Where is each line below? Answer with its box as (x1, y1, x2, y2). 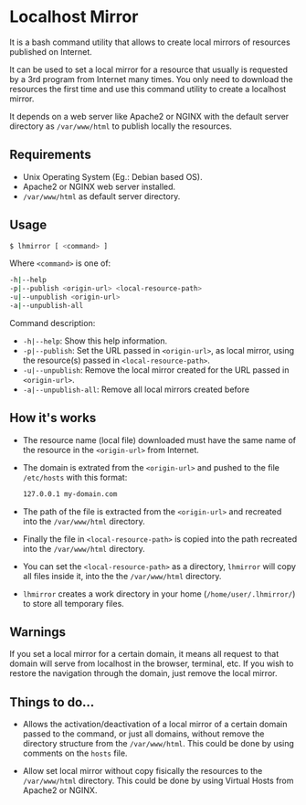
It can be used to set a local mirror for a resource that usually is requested (9, 64, 289, 75)
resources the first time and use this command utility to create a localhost (9, 83, 287, 94)
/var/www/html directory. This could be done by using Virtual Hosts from (22, 775, 294, 787)
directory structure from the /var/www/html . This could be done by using (22, 738, 295, 749)
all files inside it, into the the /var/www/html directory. (22, 570, 222, 581)
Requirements (9, 147, 91, 163)
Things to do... (9, 694, 95, 710)
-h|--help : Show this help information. (22, 335, 168, 346)
